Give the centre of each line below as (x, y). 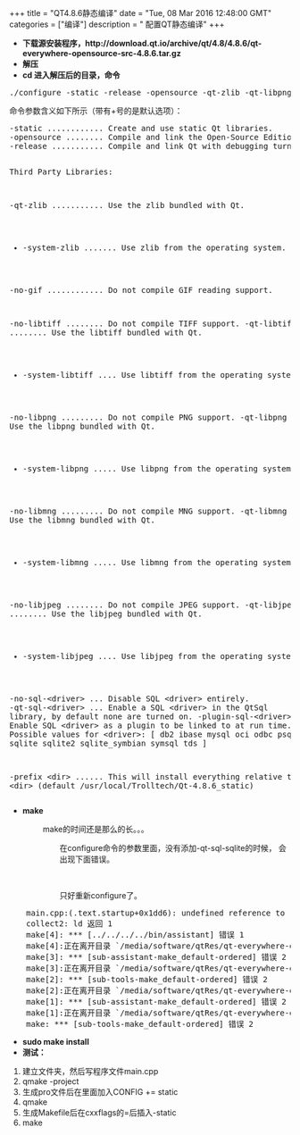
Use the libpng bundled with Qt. (83, 426)
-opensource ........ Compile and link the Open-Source (134, 137)
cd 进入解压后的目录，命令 (71, 75)
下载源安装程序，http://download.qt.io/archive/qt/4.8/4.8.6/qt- (142, 43)
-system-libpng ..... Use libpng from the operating (140, 468)
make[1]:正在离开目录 (69, 1013)
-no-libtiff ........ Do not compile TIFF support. (125, 324)
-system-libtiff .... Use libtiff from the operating (142, 375)
